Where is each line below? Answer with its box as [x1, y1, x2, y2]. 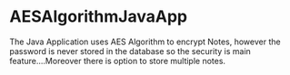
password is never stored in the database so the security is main [9, 45, 252, 56]
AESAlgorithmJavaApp [9, 6, 188, 27]
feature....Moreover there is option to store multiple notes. [9, 55, 225, 66]
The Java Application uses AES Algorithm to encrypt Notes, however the [9, 36, 281, 47]
